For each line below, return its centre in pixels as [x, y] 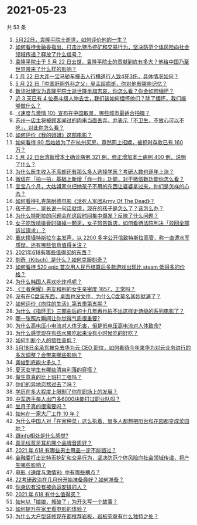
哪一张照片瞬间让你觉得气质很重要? [57, 318]
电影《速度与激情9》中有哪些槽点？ [58, 472]
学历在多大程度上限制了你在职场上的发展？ [66, 391]
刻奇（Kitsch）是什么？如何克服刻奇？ [61, 259]
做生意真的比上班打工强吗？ [49, 377]
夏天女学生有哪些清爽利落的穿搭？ [56, 370]
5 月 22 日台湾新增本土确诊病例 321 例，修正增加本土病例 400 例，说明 [101, 157]
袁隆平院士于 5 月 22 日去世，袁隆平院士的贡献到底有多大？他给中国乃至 [102, 62]
